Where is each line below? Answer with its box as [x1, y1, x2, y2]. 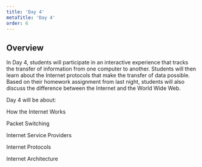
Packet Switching [6, 120, 50, 128]
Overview [6, 43, 44, 53]
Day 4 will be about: [6, 97, 56, 104]
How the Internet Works [6, 108, 66, 115]
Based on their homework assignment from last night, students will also [6, 78, 185, 86]
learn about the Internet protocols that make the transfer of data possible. [6, 72, 190, 79]
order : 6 [6, 20, 29, 26]
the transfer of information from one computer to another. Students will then [6, 65, 197, 73]
